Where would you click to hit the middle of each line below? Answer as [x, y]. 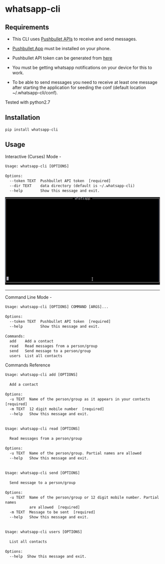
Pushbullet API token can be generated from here [62, 58]
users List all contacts [36, 356]
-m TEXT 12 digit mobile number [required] [57, 409]
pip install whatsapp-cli [31, 129]
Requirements [27, 27]
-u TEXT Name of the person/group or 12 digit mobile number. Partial [84, 498]
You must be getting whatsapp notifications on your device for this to [82, 68]
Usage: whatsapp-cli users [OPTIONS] [44, 532]
